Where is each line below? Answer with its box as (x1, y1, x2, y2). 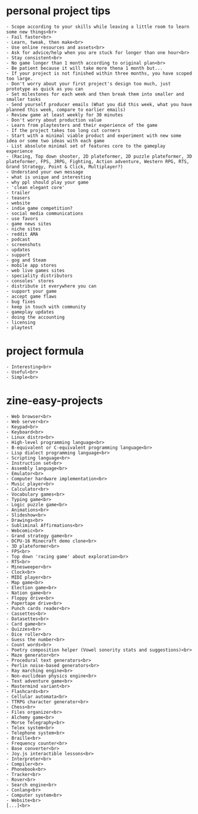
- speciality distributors (6, 273, 73, 279)
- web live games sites (6, 267, 65, 273)
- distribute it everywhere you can (6, 283, 97, 289)
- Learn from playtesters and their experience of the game (6, 122, 158, 128)
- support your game (6, 288, 58, 294)
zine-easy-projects (6, 394, 103, 407)
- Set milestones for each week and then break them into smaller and (6, 91, 184, 97)
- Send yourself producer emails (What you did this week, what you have (6, 101, 193, 107)
